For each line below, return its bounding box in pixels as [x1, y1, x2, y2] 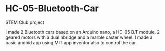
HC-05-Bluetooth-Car [5, 3, 99, 14]
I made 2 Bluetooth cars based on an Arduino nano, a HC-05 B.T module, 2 [5, 29, 160, 35]
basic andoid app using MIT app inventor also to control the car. [5, 39, 137, 45]
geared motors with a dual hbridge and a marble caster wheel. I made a [5, 34, 153, 40]
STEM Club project [5, 19, 44, 25]
